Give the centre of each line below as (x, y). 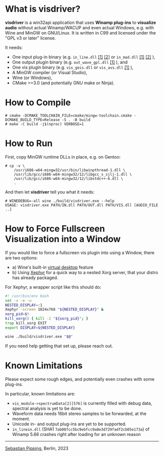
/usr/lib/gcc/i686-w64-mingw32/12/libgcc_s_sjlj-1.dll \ (73, 174)
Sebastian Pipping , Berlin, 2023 (37, 448)
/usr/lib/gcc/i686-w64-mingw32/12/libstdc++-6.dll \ (69, 178)
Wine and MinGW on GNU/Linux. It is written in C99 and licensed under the (81, 33)
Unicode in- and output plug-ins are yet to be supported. (69, 424)
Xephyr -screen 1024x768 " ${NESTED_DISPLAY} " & (54, 310)
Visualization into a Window (63, 239)
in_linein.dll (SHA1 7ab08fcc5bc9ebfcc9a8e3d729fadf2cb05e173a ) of (81, 429)
